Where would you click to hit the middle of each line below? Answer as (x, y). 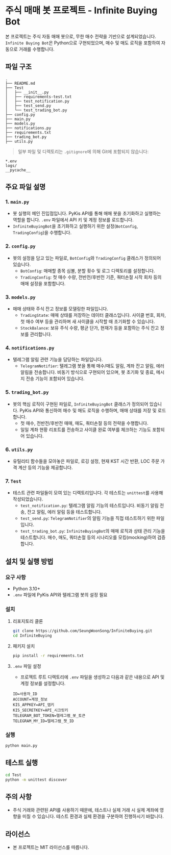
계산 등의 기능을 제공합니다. (45, 467)
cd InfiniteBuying (32, 636)
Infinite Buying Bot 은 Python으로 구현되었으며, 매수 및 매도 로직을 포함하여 (83, 43)
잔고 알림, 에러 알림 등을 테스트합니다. (65, 512)
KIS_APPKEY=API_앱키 (33, 705)
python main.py (21, 746)
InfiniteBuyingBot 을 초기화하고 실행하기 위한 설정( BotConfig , (75, 226)
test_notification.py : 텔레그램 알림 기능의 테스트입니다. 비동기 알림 (90, 506)
